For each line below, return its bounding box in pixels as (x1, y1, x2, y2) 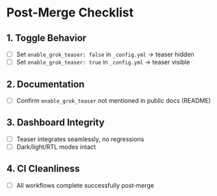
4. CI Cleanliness (6, 163, 80, 175)
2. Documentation (6, 78, 85, 90)
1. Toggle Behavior (6, 32, 87, 44)
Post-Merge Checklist (6, 5, 134, 21)
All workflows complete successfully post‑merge (16, 181, 155, 189)
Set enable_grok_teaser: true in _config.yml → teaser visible (16, 58, 190, 66)
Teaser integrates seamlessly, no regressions (16, 135, 144, 143)
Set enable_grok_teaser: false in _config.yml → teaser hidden (16, 50, 194, 58)
